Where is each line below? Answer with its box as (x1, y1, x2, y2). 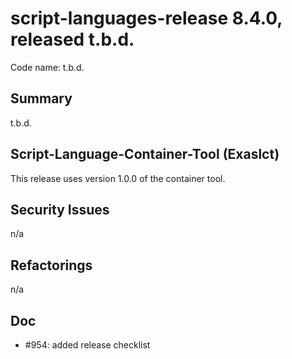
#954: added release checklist (24, 339, 151, 351)
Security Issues (10, 201, 110, 218)
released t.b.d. (10, 28, 135, 51)
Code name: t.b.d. (10, 61, 85, 73)
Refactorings (10, 257, 93, 274)
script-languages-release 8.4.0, (10, 7, 283, 30)
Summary (10, 90, 73, 107)
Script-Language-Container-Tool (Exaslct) (10, 146, 280, 163)
